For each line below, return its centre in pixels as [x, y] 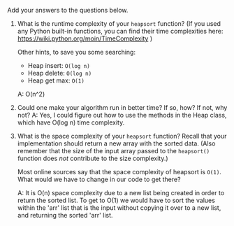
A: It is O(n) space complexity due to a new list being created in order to [121, 193]
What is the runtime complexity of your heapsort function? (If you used [119, 23]
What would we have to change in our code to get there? [99, 179]
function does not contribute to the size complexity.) [93, 158]
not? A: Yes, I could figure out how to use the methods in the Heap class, [122, 115]
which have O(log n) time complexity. [71, 122]
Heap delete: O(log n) [60, 73]
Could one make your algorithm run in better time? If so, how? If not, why [122, 107]
